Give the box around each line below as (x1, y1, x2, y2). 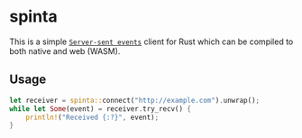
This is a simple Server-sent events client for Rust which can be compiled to (9, 36, 294, 47)
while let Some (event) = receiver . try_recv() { (9, 104, 192, 114)
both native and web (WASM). (9, 45, 121, 56)
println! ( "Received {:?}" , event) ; (25, 113, 160, 122)
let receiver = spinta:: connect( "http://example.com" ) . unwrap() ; (9, 96, 260, 105)
